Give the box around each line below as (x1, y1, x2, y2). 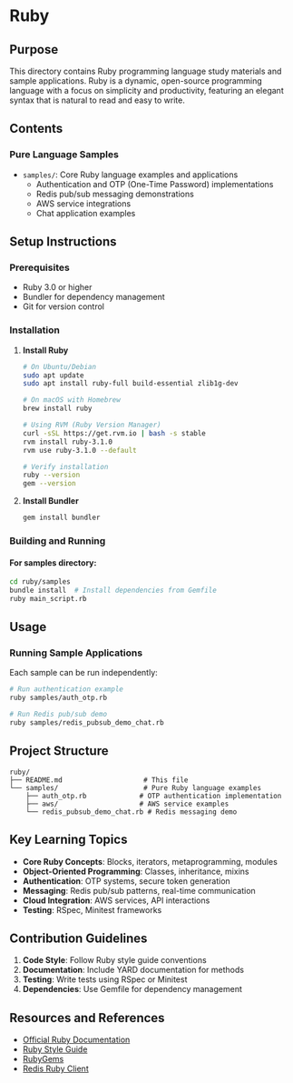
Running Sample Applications (9, 647, 143, 659)
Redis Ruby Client (22, 1063, 89, 1074)
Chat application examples (35, 207, 136, 218)
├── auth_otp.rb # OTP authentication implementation (25, 791, 282, 800)
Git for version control (22, 301, 105, 312)
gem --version (22, 479, 76, 488)
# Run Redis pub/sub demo (9, 710, 107, 719)
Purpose (9, 42, 59, 57)
